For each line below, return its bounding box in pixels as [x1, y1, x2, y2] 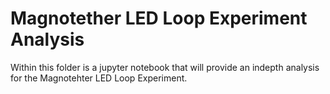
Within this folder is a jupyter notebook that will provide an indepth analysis [10, 61, 320, 73]
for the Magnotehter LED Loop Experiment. [10, 72, 188, 84]
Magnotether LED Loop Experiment [10, 7, 308, 30]
